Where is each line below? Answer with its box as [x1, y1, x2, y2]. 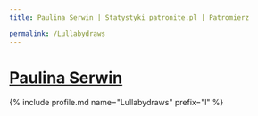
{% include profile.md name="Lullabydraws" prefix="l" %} [9, 97, 224, 108]
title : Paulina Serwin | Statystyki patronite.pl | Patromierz [9, 12, 250, 22]
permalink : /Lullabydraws [9, 29, 105, 38]
